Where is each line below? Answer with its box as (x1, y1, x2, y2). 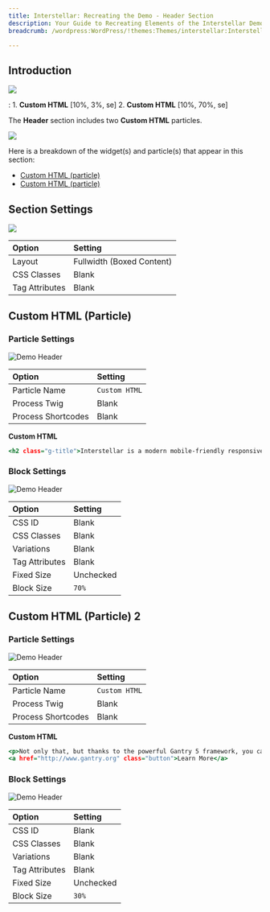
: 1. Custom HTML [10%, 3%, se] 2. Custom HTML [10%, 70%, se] (8, 100, 228, 109)
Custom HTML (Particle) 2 (8, 609, 141, 624)
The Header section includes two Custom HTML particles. (8, 116, 202, 126)
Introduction (8, 64, 72, 77)
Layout (12, 256, 39, 266)
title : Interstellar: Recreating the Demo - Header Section (8, 11, 215, 20)
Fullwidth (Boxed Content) (73, 256, 173, 266)
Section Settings (8, 202, 94, 216)
